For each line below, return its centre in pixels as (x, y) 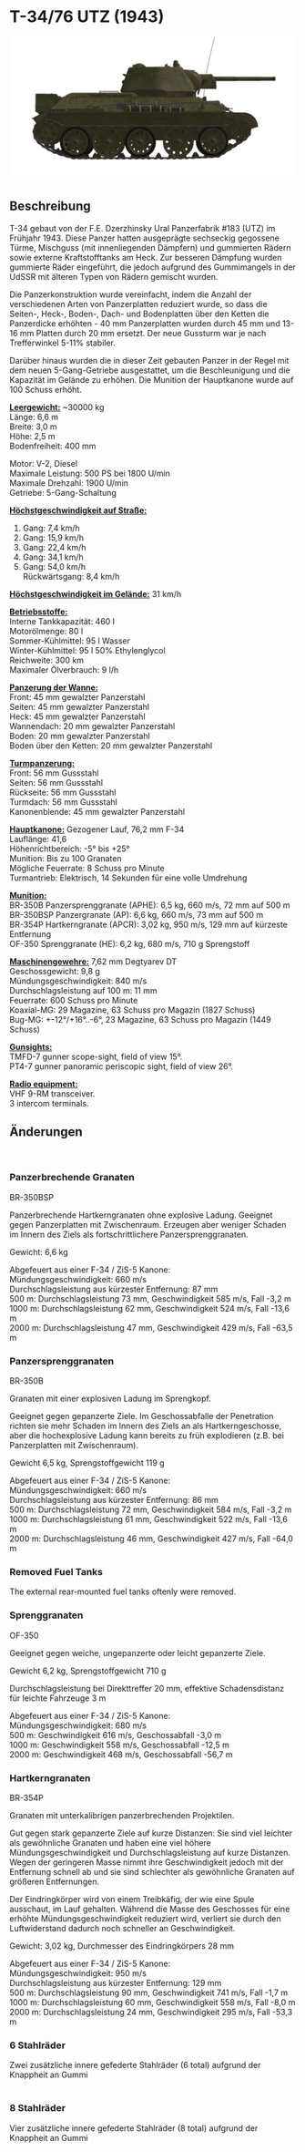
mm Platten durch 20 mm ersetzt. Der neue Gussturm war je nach (143, 333)
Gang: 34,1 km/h (53, 557)
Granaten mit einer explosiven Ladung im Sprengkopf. (110, 1399)
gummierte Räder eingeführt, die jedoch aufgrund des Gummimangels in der (152, 267)
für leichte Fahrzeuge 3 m (58, 1698)
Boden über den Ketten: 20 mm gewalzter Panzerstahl (111, 746)
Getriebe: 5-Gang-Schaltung (63, 492)
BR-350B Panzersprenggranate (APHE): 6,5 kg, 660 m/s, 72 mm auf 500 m (150, 905)
